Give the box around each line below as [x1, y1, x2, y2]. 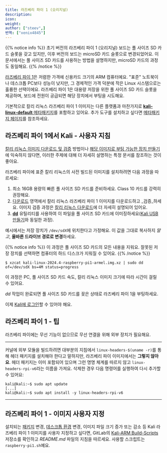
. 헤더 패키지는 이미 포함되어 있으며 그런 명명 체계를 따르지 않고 [9, 359, 131, 365]
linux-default [5, 110, 33, 115]
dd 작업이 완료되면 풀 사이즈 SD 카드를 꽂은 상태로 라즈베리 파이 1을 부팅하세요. [5, 291, 159, 297]
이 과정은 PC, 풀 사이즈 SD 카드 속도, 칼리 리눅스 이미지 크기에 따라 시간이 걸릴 [5, 274, 157, 280]
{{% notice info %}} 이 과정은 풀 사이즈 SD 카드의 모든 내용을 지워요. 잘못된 [5, 244, 153, 250]
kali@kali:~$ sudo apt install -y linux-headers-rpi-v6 [5, 390, 123, 395]
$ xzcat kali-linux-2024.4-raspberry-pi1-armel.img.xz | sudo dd [5, 260, 143, 265]
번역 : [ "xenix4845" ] [5, 30, 46, 35]
